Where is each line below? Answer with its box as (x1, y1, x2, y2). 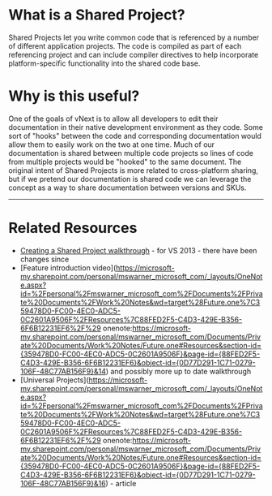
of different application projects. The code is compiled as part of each (8, 41, 242, 50)
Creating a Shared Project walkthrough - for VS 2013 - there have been (19, 245, 257, 255)
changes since (19, 254, 70, 264)
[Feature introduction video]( (19, 262, 117, 273)
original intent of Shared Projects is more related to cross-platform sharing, (8, 165, 259, 175)
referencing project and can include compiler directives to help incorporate (8, 50, 259, 59)
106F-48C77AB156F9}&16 (19, 478, 107, 488)
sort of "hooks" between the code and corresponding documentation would (8, 131, 261, 140)
